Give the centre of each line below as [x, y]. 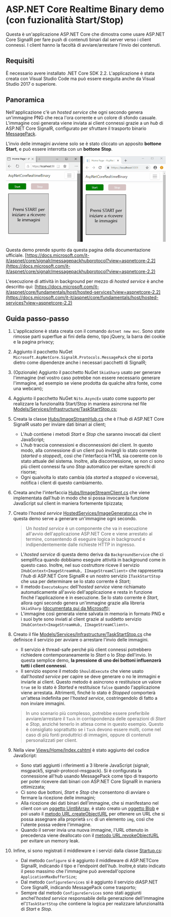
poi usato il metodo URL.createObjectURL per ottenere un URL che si [93, 813]
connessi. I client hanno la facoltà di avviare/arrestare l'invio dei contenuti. [83, 45]
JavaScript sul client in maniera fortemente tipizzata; [68, 503]
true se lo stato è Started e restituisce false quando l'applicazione [90, 687]
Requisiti [20, 61]
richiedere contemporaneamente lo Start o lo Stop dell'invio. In [86, 655]
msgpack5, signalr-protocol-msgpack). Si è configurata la [81, 770]
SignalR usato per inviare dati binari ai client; [59, 424]
